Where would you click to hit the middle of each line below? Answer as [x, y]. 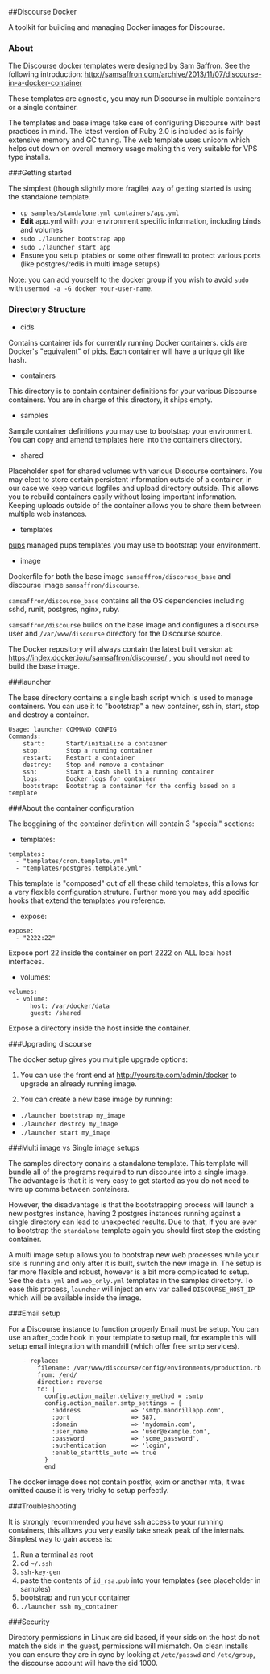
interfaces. [26, 961]
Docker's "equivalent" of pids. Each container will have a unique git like [127, 351]
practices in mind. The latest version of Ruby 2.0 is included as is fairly [126, 132]
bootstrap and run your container [75, 1597]
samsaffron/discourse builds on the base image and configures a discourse [134, 624]
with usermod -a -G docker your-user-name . [81, 288]
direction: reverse [70, 1382]
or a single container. [43, 107]
